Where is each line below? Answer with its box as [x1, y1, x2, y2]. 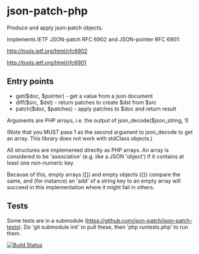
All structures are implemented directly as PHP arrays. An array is [7, 146, 169, 154]
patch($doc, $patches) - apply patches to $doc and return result [15, 105, 177, 112]
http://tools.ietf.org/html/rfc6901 [7, 59, 87, 66]
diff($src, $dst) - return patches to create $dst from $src [15, 98, 157, 106]
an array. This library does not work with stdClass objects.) [7, 135, 153, 142]
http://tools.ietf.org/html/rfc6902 [7, 47, 88, 55]
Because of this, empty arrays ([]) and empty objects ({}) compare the [7, 171, 181, 178]
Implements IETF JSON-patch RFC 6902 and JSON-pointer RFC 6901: [7, 35, 181, 43]
